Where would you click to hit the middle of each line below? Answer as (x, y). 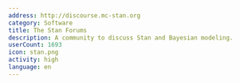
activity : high (33, 60)
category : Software (41, 23)
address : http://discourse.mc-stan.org (75, 15)
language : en (30, 67)
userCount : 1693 (35, 45)
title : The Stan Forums (48, 30)
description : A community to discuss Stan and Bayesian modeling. (121, 38)
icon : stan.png (33, 52)
